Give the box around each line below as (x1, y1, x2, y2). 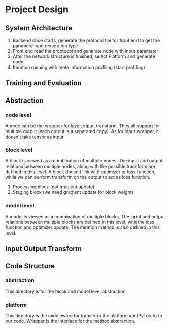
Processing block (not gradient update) (12, 184, 95, 190)
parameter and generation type (12, 43, 78, 49)
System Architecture (5, 24, 73, 32)
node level (5, 111, 31, 118)
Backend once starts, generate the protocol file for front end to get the (12, 37, 160, 43)
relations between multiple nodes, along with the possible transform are (5, 163, 156, 170)
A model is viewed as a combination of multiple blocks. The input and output (5, 213, 165, 219)
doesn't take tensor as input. (5, 134, 65, 140)
